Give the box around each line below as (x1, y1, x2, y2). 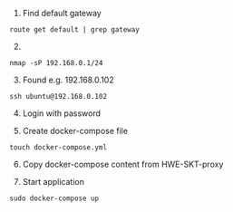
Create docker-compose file (22, 126, 129, 136)
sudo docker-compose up (9, 194, 100, 203)
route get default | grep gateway (9, 25, 141, 34)
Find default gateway (22, 8, 102, 18)
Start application (22, 177, 84, 187)
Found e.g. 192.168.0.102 (22, 74, 115, 85)
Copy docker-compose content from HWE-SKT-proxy (22, 159, 224, 169)
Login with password (22, 108, 102, 119)
